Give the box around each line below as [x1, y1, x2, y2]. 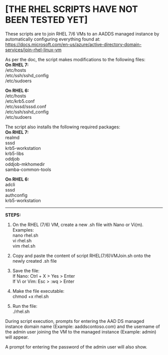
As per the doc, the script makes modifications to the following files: [5, 56, 146, 62]
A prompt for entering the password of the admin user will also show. [5, 343, 147, 349]
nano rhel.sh [12, 232, 38, 238]
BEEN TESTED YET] [5, 14, 88, 26]
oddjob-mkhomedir [5, 161, 45, 167]
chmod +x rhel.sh [12, 293, 49, 299]
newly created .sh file [12, 258, 57, 264]
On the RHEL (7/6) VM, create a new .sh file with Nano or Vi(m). [12, 222, 144, 228]
